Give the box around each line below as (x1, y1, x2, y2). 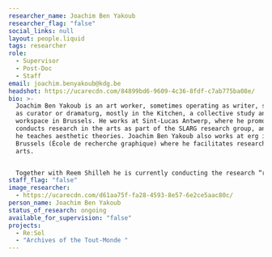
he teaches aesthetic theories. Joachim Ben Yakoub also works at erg (15, 132, 259, 140)
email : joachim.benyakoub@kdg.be (8, 79, 121, 87)
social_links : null (8, 27, 74, 35)
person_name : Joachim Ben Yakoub (8, 199, 121, 207)
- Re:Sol (15, 229, 45, 237)
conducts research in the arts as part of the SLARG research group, (15, 124, 255, 133)
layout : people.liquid (8, 34, 85, 43)
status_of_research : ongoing (8, 206, 107, 214)
